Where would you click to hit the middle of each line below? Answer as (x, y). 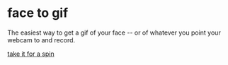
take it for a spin (31, 54)
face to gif (38, 13)
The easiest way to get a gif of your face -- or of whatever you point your (114, 32)
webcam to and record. (41, 40)
